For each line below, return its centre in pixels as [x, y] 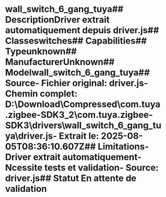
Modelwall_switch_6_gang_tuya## [78, 73]
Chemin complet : [41, 94]
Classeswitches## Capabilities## [76, 41]
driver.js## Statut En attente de [71, 178]
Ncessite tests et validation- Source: [82, 168]
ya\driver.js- [31, 136]
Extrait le [78, 136]
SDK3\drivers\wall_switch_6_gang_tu [83, 126]
